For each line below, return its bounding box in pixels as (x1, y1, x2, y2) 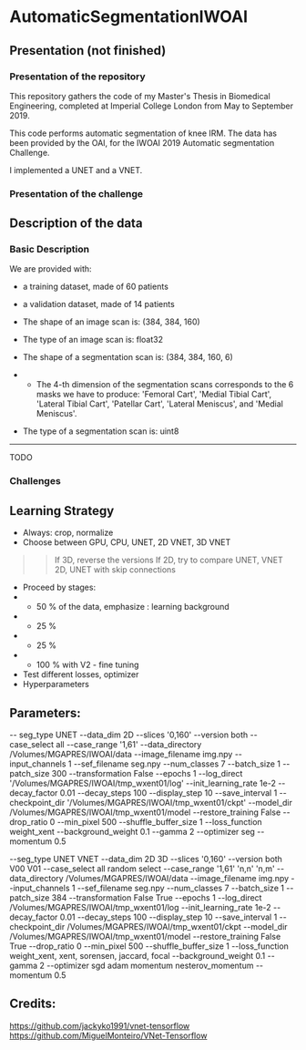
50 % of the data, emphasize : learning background (36, 602, 229, 612)
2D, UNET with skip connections (54, 564, 176, 575)
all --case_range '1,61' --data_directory (56, 739, 202, 750)
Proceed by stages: (22, 582, 97, 593)
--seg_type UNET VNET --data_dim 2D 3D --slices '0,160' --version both (9, 854, 282, 865)
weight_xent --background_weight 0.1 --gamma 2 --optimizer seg (9, 827, 255, 838)
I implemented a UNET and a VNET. (9, 164, 143, 175)
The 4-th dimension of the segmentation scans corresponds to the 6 (36, 379, 294, 390)
